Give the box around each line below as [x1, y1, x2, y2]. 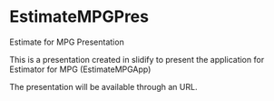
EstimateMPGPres [9, 6, 150, 27]
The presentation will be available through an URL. [9, 81, 198, 92]
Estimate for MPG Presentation [9, 36, 124, 47]
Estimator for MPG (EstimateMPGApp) [9, 64, 152, 75]
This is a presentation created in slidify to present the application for [9, 54, 265, 65]
